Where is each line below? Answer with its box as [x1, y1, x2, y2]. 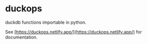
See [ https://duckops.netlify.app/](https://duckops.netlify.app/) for [5, 29, 142, 35]
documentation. [5, 34, 38, 40]
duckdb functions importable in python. [5, 19, 86, 25]
